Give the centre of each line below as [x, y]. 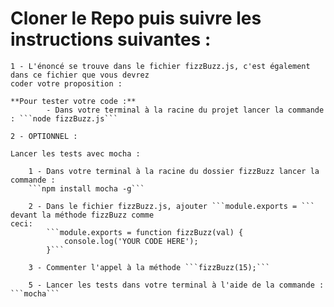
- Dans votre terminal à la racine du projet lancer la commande [185, 110]
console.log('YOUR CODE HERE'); [131, 241]
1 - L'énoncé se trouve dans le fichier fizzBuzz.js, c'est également [160, 66]
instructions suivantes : [111, 39]
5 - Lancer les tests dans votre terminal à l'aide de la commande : [176, 285]
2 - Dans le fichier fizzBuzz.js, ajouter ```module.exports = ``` [171, 206]
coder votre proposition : [66, 83]
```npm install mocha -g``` [86, 188]
